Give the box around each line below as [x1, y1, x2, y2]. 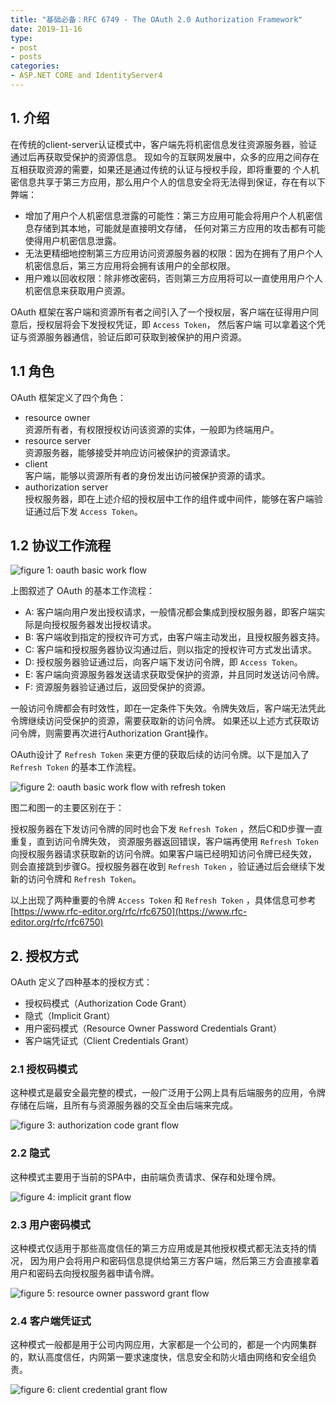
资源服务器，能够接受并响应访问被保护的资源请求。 [24, 446, 236, 458]
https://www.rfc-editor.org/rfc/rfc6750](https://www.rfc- [13, 906, 248, 918]
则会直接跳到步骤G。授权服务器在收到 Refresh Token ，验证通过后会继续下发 [10, 861, 326, 873]
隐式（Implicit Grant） [24, 1010, 116, 1022]
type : [10, 33, 33, 43]
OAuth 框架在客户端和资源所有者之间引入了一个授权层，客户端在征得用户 [10, 306, 310, 318]
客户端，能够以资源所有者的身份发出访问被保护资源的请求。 [24, 469, 271, 481]
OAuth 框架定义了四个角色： [10, 391, 127, 403]
